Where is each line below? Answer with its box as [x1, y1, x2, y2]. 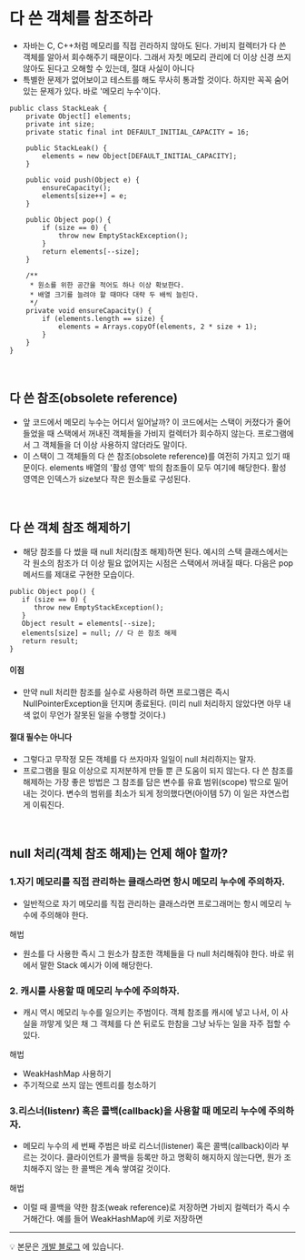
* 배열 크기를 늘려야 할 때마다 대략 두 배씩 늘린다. [29, 290, 200, 299]
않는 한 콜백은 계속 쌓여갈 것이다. [54, 1164, 171, 1174]
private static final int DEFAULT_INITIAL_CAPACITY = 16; [25, 127, 250, 136]
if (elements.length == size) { [42, 314, 165, 323]
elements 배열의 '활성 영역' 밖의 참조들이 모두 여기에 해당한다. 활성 [49, 461, 287, 473]
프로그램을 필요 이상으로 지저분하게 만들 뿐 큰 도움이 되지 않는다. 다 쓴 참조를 [22, 765, 294, 776]
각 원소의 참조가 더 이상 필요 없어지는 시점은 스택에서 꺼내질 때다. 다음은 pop [22, 557, 293, 569]
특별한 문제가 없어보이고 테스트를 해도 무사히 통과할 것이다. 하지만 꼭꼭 [22, 74, 272, 85]
